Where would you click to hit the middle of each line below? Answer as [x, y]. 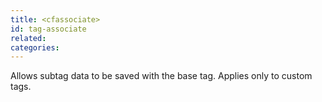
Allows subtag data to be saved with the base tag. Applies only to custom [161, 76]
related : [28, 38]
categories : [35, 47]
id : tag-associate [48, 29]
